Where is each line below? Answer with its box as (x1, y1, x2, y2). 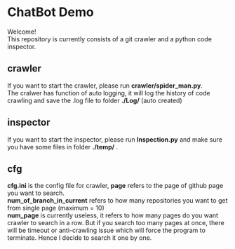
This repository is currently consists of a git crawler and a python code (7, 34, 213, 43)
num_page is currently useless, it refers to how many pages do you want (7, 211, 219, 220)
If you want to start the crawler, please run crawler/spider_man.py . (7, 81, 203, 90)
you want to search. (7, 189, 65, 197)
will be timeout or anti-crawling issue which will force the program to (7, 226, 206, 235)
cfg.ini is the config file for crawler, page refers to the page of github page (7, 182, 224, 190)
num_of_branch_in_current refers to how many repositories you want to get (7, 196, 228, 205)
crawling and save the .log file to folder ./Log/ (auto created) (7, 96, 182, 105)
